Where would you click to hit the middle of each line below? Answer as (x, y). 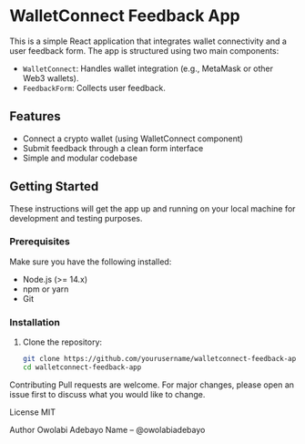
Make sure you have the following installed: (91, 262)
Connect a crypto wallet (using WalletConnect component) (133, 139)
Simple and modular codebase (80, 158)
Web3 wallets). (51, 77)
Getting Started (54, 186)
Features (35, 116)
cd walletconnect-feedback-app (82, 367)
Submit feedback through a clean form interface (113, 148)
